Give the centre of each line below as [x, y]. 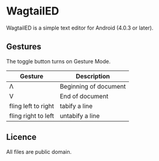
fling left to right [31, 106]
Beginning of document [93, 86]
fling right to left [31, 116]
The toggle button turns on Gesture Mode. [58, 61]
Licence [22, 137]
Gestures [24, 47]
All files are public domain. [39, 151]
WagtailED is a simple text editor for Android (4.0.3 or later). [80, 28]
